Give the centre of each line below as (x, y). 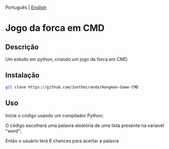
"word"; (14, 131)
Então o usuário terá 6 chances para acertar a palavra (62, 141)
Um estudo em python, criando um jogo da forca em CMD (67, 59)
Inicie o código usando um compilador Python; (55, 115)
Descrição (22, 47)
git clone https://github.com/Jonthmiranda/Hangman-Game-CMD (72, 87)
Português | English (26, 7)
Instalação (23, 76)
